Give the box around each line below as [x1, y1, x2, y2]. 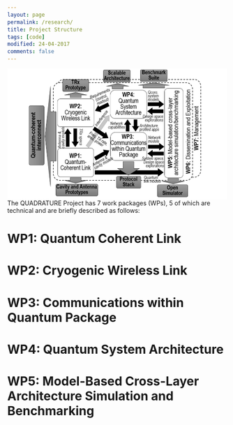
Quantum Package [7, 309, 117, 325]
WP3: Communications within [7, 294, 184, 311]
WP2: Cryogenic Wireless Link [7, 262, 188, 278]
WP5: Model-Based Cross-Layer [7, 373, 200, 389]
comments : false [7, 48, 54, 55]
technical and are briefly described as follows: [7, 207, 140, 214]
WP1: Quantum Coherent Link [7, 231, 181, 247]
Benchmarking [7, 403, 95, 419]
